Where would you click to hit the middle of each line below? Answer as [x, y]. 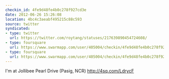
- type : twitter [22, 33]
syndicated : [18, 29]
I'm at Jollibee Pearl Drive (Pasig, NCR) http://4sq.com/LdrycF [70, 71]
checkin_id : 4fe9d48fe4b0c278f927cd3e [46, 10]
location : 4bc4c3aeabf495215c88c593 [44, 19]
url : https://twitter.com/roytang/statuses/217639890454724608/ [78, 38]
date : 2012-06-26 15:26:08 [33, 15]
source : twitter [22, 24]
